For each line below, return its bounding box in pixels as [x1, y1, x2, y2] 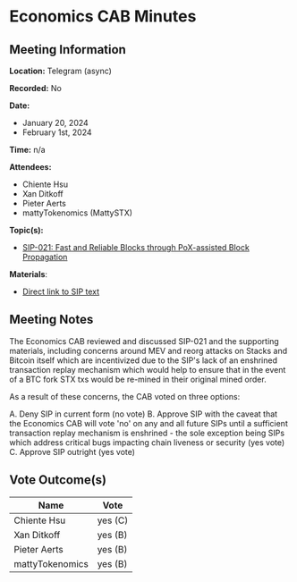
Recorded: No [9, 83, 63, 93]
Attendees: [9, 162, 52, 172]
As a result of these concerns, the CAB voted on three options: [9, 391, 241, 401]
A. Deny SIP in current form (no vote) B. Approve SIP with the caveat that [9, 409, 278, 419]
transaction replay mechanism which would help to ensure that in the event [9, 364, 286, 375]
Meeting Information [9, 42, 127, 57]
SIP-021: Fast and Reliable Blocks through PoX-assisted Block [21, 242, 250, 252]
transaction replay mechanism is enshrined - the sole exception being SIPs [9, 427, 284, 438]
